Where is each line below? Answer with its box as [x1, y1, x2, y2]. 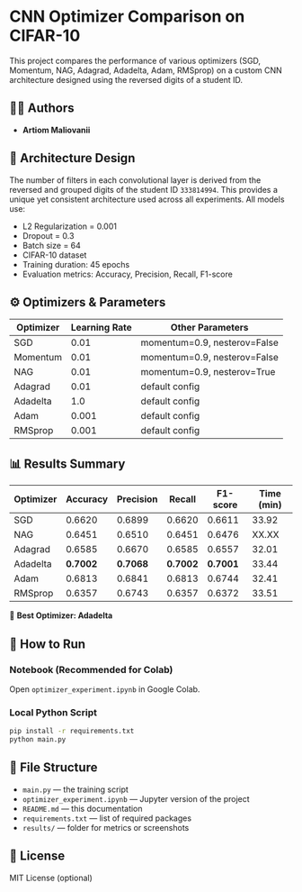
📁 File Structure [9, 760, 98, 776]
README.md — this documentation [22, 803, 143, 814]
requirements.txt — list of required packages [22, 813, 191, 824]
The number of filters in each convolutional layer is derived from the [9, 174, 262, 186]
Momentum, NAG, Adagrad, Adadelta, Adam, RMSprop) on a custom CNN [9, 65, 283, 76]
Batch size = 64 [22, 240, 81, 250]
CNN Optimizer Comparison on [9, 6, 245, 27]
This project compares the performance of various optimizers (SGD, [9, 55, 262, 66]
